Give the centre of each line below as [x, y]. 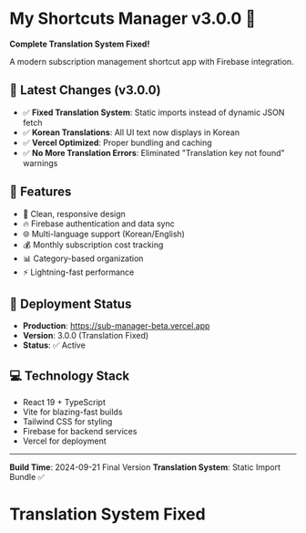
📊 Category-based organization [83, 258]
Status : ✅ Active [54, 345]
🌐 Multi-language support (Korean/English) [103, 234]
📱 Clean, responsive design [74, 214]
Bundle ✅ [27, 477]
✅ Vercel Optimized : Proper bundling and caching [117, 142]
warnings [40, 162]
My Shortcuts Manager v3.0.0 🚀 [133, 19]
